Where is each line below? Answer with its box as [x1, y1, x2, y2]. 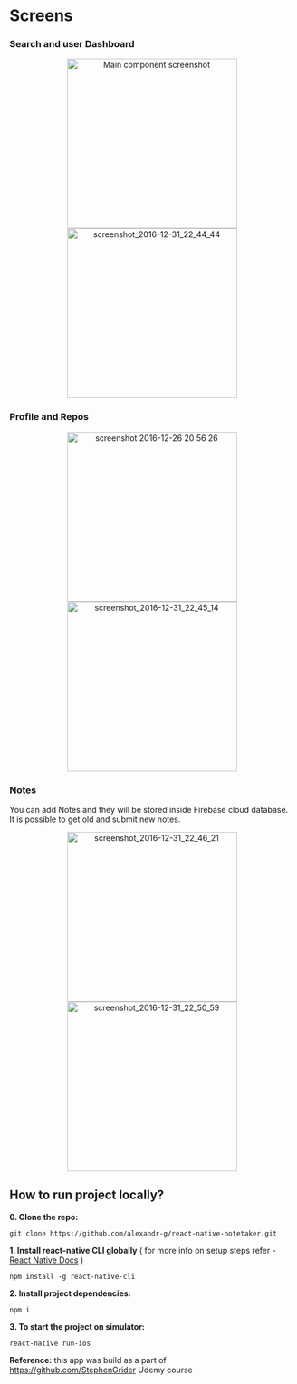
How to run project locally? [9, 1188, 165, 1203]
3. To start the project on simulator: [9, 1321, 145, 1332]
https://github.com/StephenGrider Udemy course [9, 1364, 193, 1375]
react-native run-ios [9, 1339, 91, 1348]
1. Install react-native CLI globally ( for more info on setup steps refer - [9, 1245, 276, 1255]
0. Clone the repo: [9, 1211, 79, 1222]
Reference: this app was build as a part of [9, 1354, 168, 1365]
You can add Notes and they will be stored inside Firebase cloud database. [9, 805, 289, 816]
